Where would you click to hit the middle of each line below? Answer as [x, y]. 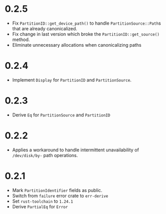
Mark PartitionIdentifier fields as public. [57, 190]
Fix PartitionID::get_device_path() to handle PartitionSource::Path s [87, 23]
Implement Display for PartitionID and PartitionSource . [72, 80]
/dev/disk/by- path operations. [45, 155]
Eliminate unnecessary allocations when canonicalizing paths [77, 45]
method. [21, 40]
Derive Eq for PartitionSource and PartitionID [61, 115]
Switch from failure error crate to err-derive [60, 196]
